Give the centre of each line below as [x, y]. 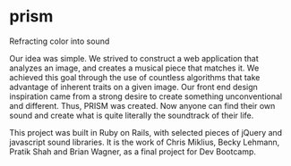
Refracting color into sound [60, 41]
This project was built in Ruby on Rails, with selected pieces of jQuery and [146, 132]
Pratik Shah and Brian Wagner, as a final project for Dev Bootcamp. [133, 151]
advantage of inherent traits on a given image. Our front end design [133, 87]
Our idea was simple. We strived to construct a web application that [134, 58]
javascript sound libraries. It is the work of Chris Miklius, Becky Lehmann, [145, 142]
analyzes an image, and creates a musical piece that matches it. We [134, 68]
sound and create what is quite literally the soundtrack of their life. [132, 115]
